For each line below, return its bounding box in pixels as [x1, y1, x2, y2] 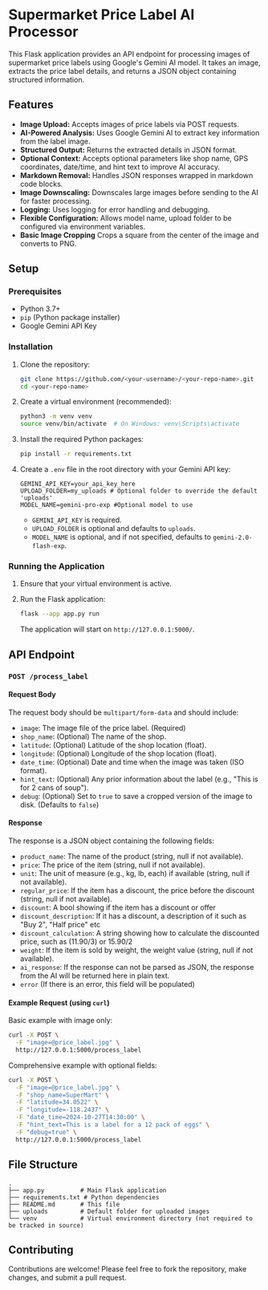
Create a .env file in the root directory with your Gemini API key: [19, 464, 231, 474]
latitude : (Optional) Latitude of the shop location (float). [19, 740, 207, 749]
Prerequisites [8, 286, 62, 298]
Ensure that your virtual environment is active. [19, 579, 173, 589]
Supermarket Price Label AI [8, 6, 195, 24]
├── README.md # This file [8, 1200, 120, 1208]
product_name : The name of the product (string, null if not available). [19, 852, 244, 861]
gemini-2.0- [212, 533, 253, 542]
